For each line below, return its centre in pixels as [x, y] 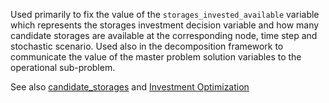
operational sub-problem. [63, 67]
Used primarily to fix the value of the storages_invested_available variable [165, 14]
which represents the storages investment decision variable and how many [165, 25]
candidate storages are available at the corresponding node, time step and [164, 35]
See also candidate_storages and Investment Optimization [130, 87]
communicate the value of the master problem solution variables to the [156, 57]
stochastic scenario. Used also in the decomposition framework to [147, 46]
